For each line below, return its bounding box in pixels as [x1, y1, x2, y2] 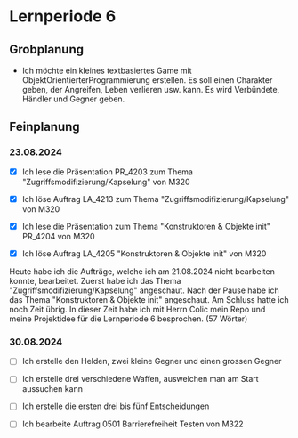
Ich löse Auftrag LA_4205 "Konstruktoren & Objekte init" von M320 [21, 247, 267, 259]
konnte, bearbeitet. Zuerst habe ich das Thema [9, 275, 181, 286]
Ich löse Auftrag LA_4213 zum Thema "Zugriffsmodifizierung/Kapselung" [21, 193, 289, 204]
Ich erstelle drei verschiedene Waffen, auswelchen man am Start [21, 374, 260, 385]
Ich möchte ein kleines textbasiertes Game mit [21, 65, 193, 76]
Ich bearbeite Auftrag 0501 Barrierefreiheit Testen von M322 [21, 418, 244, 429]
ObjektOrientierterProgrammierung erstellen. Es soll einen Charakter [21, 75, 273, 85]
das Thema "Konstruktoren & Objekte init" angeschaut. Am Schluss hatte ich [9, 294, 289, 304]
